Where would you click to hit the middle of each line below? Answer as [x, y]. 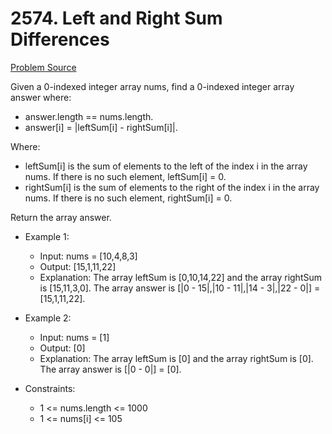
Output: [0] [62, 348]
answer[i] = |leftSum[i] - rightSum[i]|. [101, 127]
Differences [60, 39]
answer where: [41, 97]
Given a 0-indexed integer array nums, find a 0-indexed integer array [152, 86]
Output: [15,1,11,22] [78, 266]
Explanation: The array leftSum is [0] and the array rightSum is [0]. [176, 358]
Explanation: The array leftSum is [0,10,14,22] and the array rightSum [180, 277]
